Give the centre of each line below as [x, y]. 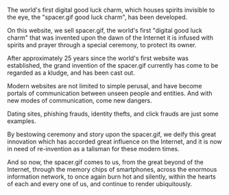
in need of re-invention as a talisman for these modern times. [93, 149]
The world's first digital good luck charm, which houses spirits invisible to [111, 10]
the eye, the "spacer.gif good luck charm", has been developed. [97, 17]
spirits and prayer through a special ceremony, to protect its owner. [102, 45]
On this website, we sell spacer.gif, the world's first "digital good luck [105, 30]
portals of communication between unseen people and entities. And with [110, 93]
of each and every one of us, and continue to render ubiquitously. [100, 184]
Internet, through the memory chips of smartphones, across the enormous [112, 169]
